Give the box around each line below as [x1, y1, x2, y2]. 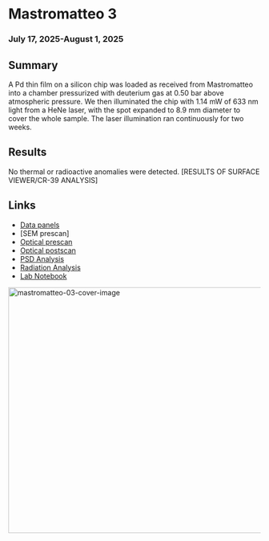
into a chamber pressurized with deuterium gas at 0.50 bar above [8, 87, 224, 97]
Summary [8, 58, 58, 72]
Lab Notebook [19, 270, 67, 281]
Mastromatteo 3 [8, 5, 118, 23]
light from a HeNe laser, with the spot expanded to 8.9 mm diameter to [8, 105, 241, 115]
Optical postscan [19, 246, 76, 255]
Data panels [19, 220, 60, 230]
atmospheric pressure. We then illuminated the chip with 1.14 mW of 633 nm [8, 96, 259, 106]
